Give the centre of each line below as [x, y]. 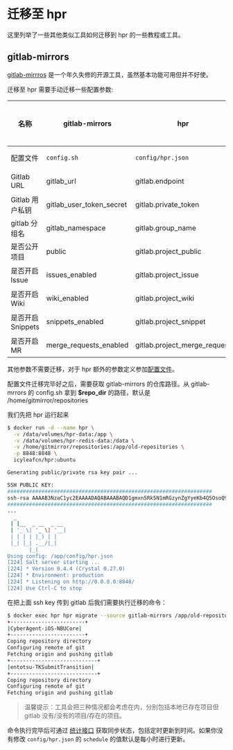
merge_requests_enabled [87, 345]
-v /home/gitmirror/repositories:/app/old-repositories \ [99, 447]
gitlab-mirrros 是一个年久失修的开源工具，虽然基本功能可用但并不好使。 [110, 74]
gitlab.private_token [167, 204]
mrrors [17, 392]
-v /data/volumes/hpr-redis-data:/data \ [74, 441]
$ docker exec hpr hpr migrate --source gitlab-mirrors [89, 615]
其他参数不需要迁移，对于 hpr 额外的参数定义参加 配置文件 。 [93, 369]
